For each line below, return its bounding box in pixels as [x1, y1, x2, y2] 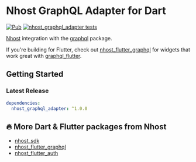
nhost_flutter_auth [14, 150, 59, 157]
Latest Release [6, 87, 49, 95]
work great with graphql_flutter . [6, 52, 82, 59]
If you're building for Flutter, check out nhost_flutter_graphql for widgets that [6, 46, 191, 53]
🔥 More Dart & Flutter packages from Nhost [6, 122, 167, 132]
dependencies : [6, 100, 41, 106]
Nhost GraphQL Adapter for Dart [6, 4, 167, 18]
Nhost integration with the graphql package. [6, 35, 112, 42]
